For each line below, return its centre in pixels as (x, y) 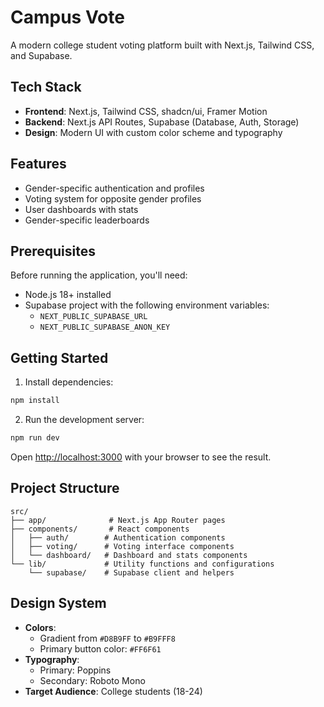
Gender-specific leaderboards (87, 220)
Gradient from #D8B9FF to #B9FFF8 (107, 638)
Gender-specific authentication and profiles (114, 188)
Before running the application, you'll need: (99, 275)
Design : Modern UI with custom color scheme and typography (153, 132)
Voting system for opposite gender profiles (113, 198)
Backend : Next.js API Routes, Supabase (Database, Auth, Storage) (162, 122)
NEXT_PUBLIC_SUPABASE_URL (93, 317)
